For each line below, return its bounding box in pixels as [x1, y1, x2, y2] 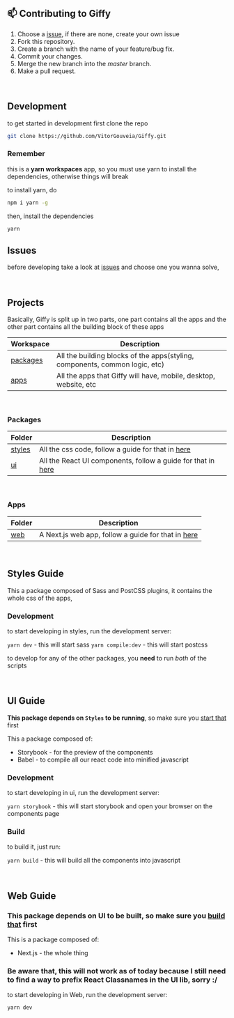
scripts [7, 661, 27, 670]
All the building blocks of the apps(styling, [56, 351, 194, 361]
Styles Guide [7, 568, 64, 580]
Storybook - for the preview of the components [17, 748, 153, 756]
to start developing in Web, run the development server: [7, 991, 168, 999]
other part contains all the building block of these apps [7, 323, 164, 331]
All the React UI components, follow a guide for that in [39, 456, 215, 465]
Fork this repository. [17, 37, 75, 45]
